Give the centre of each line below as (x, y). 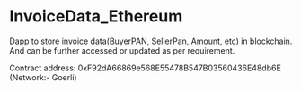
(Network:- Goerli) (44, 77)
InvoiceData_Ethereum (96, 17)
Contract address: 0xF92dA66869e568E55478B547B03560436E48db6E (145, 68)
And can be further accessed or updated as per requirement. (122, 50)
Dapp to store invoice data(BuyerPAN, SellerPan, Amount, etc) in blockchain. (151, 41)
